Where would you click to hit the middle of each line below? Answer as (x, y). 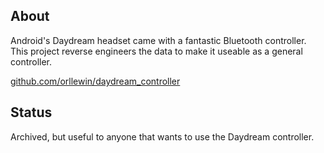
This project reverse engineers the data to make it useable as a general (156, 51)
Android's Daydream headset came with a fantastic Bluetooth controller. (158, 40)
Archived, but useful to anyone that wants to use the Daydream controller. (162, 136)
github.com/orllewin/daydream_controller (95, 81)
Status (31, 112)
